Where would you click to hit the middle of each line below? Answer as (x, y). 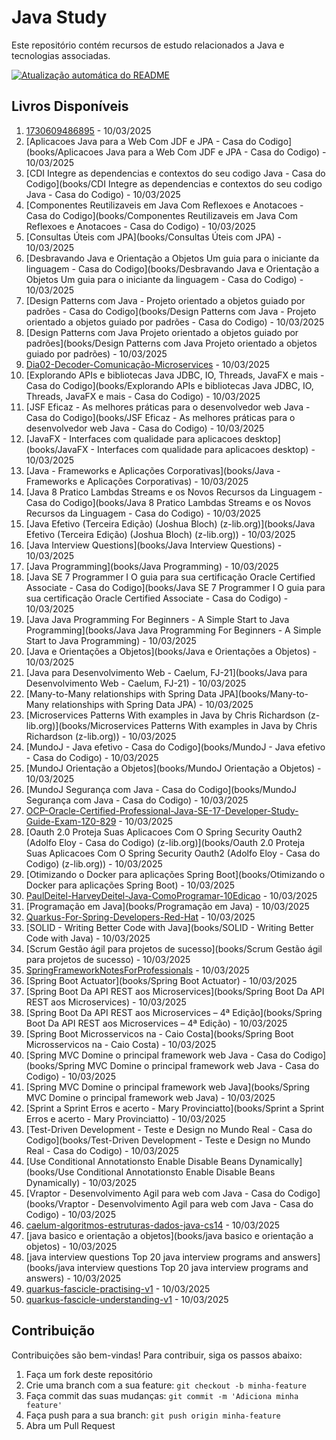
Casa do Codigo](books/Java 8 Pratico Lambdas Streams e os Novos (168, 502)
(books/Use (50, 1172)
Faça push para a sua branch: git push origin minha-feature (153, 1415)
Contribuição (53, 1331)
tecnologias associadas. (61, 55)
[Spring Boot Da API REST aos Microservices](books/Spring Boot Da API (175, 991)
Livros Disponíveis (70, 106)
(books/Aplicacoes (64, 152)
